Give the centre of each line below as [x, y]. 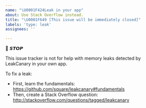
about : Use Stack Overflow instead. [44, 15]
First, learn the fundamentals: [44, 84]
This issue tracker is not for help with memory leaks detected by [73, 58]
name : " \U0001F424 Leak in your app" [44, 10]
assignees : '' [20, 29]
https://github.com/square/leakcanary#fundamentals [69, 89]
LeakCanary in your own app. [36, 64]
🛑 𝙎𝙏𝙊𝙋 [14, 48]
